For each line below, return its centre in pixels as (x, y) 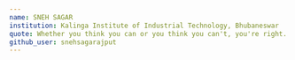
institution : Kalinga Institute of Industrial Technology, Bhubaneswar (144, 26)
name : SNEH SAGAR (41, 17)
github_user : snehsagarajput (63, 42)
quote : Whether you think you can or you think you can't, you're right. (148, 34)
